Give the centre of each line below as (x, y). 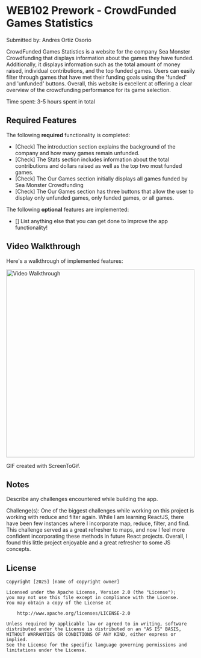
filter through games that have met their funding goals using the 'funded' (97, 77)
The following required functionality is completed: (68, 135)
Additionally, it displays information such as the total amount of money (93, 64)
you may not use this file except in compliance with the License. (93, 598)
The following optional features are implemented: (68, 209)
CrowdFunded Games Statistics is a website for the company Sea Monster (98, 51)
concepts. (19, 549)
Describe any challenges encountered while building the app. (82, 499)
